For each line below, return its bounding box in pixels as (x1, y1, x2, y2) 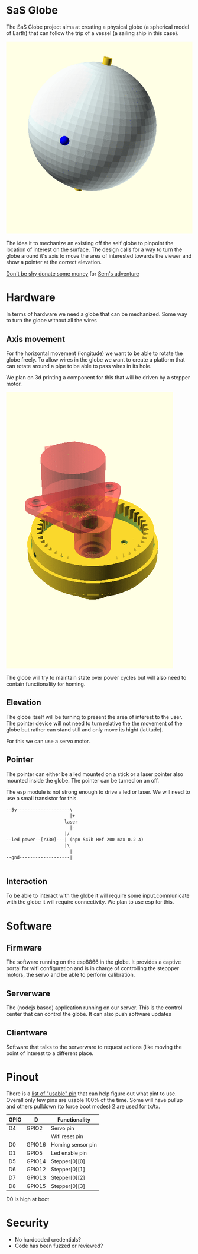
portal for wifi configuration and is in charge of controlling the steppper (6, 965, 179, 972)
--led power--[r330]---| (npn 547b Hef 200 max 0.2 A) (6, 837, 144, 843)
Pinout (6, 1071, 40, 1084)
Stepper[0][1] (51, 1166, 86, 1173)
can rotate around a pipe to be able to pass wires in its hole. (6, 363, 152, 370)
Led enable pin (51, 1149, 87, 1157)
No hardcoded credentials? (14, 1236, 82, 1243)
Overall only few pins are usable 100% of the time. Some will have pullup (6, 1097, 183, 1104)
